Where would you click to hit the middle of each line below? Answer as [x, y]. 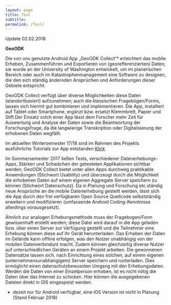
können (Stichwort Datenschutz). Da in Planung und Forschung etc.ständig [84, 186]
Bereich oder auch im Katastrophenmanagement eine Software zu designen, [86, 75]
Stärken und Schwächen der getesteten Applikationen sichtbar [84, 164]
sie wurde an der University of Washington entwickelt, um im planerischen [83, 69]
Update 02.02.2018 [26, 39]
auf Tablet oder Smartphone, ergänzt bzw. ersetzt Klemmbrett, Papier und [83, 112]
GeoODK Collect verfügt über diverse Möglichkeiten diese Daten [73, 95]
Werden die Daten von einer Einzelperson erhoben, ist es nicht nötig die [81, 271]
